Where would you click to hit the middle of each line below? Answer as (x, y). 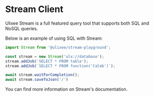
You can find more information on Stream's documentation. (66, 89)
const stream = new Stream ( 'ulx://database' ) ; (55, 56)
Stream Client (34, 9)
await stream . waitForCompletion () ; (42, 75)
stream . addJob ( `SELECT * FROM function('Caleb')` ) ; (60, 66)
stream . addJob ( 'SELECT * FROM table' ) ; (47, 61)
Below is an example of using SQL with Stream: (54, 38)
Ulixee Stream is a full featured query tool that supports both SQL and (77, 23)
